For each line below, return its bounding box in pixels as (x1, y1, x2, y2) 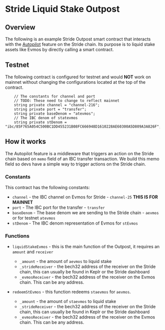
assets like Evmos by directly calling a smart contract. (5, 47, 114, 52)
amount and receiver (12, 249, 54, 255)
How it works (5, 137, 46, 146)
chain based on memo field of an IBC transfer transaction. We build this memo (5, 156, 160, 162)
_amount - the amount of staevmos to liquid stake (19, 298, 116, 304)
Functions (5, 232, 29, 239)
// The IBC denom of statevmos (14, 115, 78, 120)
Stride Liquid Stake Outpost (5, 3, 120, 15)
